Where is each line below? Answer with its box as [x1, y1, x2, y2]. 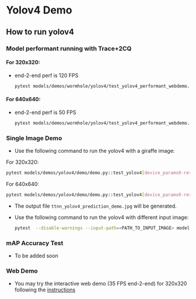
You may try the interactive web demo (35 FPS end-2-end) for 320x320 [14, 280, 187, 287]
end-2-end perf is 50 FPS [14, 109, 77, 116]
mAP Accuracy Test [6, 239, 64, 247]
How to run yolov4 [6, 27, 75, 37]
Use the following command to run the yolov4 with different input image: [14, 214, 189, 221]
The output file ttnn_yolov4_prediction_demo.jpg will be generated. [14, 202, 177, 209]
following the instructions [14, 286, 76, 293]
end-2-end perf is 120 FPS [14, 71, 79, 79]
